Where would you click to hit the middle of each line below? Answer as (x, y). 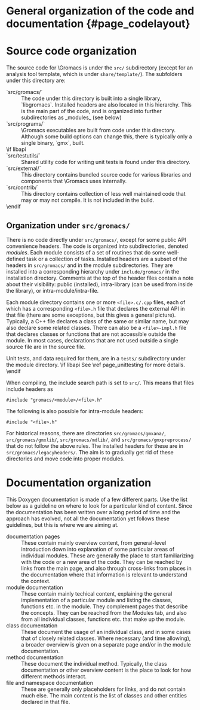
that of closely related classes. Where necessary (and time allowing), (106, 638)
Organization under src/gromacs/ (68, 225)
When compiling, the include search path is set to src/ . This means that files (100, 383)
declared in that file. (46, 702)
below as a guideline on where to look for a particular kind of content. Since (99, 506)
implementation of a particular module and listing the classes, (97, 600)
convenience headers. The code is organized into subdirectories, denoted (97, 246)
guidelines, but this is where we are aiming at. (62, 524)
